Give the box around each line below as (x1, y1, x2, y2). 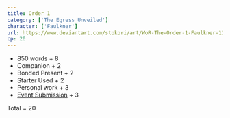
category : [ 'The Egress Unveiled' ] (7, 16, 109, 23)
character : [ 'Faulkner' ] (7, 23, 78, 29)
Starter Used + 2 (16, 76, 64, 84)
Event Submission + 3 (16, 91, 79, 99)
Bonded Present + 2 (16, 69, 74, 78)
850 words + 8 (16, 54, 59, 62)
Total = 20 (7, 104, 36, 113)
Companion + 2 (16, 62, 62, 70)
